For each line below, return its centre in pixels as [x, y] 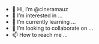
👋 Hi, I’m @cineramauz [40, 9]
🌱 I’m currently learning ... [44, 22]
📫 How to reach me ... [40, 35]
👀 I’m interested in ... [37, 15]
